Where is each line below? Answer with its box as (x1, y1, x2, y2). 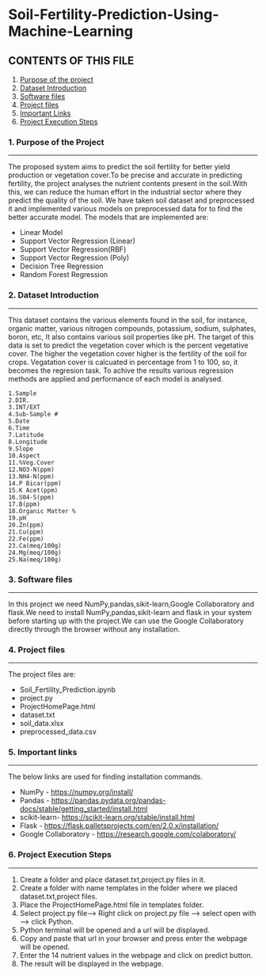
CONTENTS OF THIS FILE (8, 54, 135, 67)
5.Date (8, 417, 30, 425)
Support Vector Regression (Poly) (19, 253, 130, 263)
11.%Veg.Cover (8, 458, 55, 466)
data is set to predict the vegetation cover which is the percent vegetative (8, 340, 249, 350)
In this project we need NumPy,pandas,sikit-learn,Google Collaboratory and (8, 599, 255, 609)
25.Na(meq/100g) (8, 556, 62, 564)
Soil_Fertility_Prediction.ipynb (19, 685, 116, 694)
